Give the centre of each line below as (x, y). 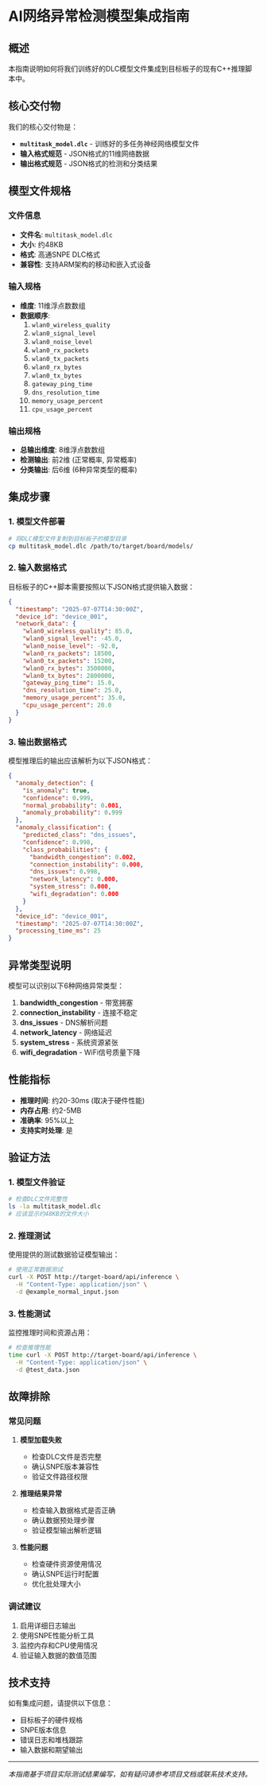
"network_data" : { (46, 624)
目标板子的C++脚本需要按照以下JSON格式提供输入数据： (101, 587)
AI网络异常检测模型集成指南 (99, 16)
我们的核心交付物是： (43, 126)
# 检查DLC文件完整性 (38, 1199)
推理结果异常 (41, 1493)
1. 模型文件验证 (37, 1183)
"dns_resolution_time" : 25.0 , (73, 691)
